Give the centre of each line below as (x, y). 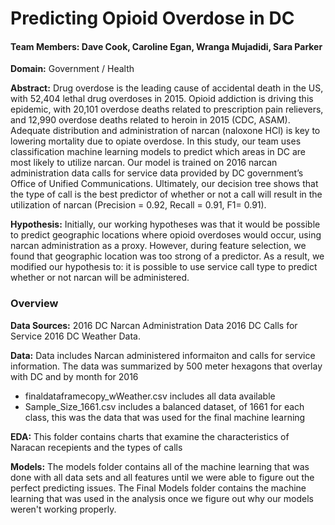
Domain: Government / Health (72, 69)
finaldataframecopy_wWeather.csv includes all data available (150, 396)
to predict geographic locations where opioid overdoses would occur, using (166, 235)
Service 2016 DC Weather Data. (75, 336)
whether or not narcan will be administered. (100, 278)
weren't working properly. (63, 509)
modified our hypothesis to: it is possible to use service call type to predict (164, 267)
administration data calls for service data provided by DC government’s (157, 173)
